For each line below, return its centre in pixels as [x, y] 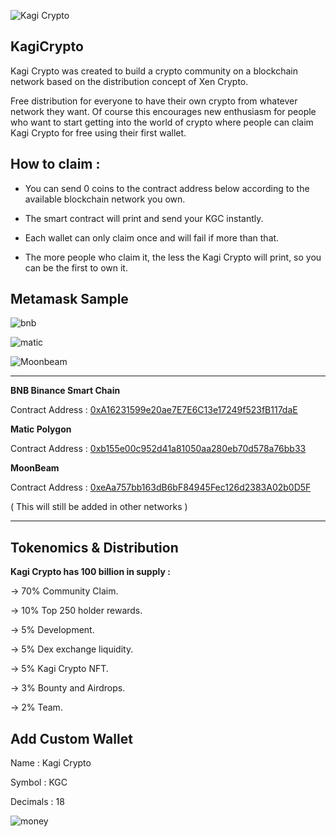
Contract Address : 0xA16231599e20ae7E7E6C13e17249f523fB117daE [154, 410]
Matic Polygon [41, 429]
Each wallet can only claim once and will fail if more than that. [152, 237]
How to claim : [55, 164]
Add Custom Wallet [71, 738]
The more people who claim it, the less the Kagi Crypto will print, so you [173, 257]
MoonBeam [35, 468]
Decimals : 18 [37, 802]
